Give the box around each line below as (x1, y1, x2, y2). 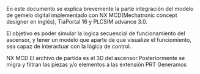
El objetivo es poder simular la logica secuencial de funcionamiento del (6, 30, 185, 37)
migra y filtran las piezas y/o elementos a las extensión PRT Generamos (6, 61, 187, 68)
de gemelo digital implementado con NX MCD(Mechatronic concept (6, 12, 177, 19)
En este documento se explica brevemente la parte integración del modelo (6, 5, 194, 12)
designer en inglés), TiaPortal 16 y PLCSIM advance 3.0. (6, 18, 148, 25)
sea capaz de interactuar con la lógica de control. (6, 42, 131, 50)
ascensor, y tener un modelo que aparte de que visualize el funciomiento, (6, 36, 191, 43)
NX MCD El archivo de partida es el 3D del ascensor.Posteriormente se (6, 55, 185, 61)
